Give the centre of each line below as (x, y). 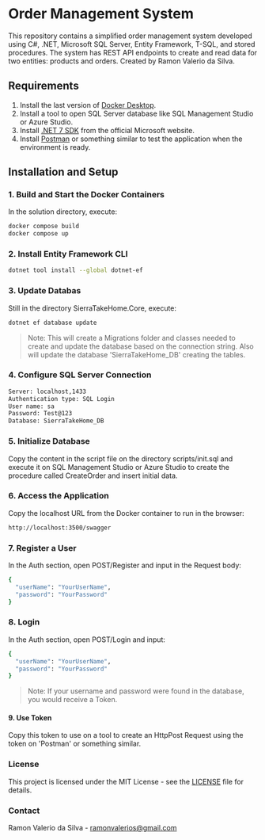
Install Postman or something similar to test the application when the (131, 139)
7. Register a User (42, 548)
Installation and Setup (63, 172)
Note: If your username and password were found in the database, (136, 691)
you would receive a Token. (72, 700)
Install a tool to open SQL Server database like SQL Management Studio (136, 113)
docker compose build (44, 227)
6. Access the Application (59, 496)
